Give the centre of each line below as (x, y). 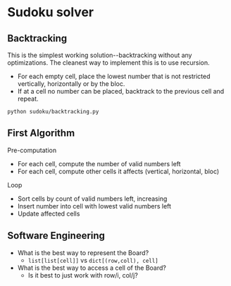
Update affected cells (49, 213)
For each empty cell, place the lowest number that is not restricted (114, 76)
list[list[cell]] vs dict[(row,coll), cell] (93, 260)
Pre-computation (32, 150)
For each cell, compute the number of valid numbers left (99, 163)
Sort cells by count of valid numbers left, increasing (92, 199)
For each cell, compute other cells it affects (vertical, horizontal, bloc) (118, 171)
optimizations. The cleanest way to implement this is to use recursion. (108, 63)
